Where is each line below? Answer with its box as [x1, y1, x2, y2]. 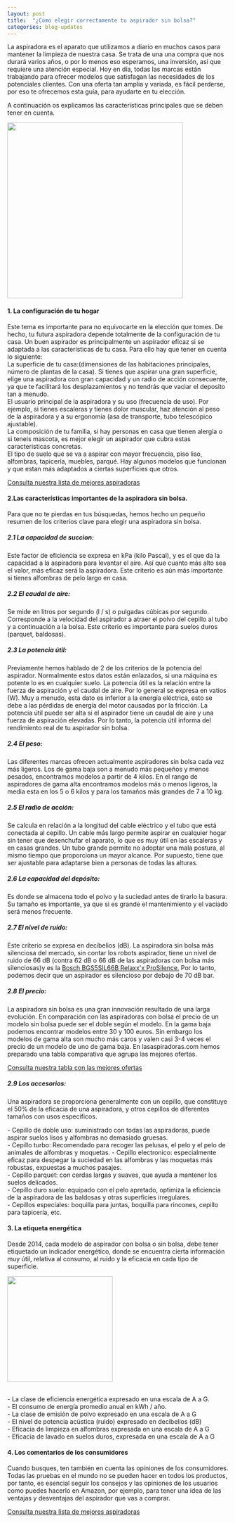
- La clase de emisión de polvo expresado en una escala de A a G [7, 1410, 197, 1418]
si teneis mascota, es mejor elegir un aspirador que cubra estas [7, 434, 191, 443]
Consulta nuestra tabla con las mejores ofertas [7, 1063, 142, 1071]
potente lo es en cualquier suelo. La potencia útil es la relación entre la [7, 678, 211, 687]
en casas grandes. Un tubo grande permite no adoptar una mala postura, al [7, 843, 225, 852]
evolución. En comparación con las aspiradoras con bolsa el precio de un [7, 1012, 219, 1021]
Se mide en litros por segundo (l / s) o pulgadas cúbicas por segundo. [7, 607, 209, 616]
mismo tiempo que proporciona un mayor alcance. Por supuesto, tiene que [7, 850, 223, 859]
